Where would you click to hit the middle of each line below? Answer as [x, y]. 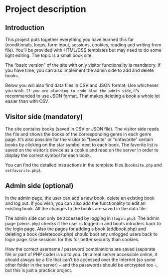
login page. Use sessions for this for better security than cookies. [72, 239]
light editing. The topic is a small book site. [49, 55]
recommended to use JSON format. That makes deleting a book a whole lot [83, 96]
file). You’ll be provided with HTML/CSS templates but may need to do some [83, 50]
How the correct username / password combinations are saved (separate [80, 249]
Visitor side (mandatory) [44, 117]
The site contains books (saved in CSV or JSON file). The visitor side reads [82, 129]
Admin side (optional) [39, 186]
